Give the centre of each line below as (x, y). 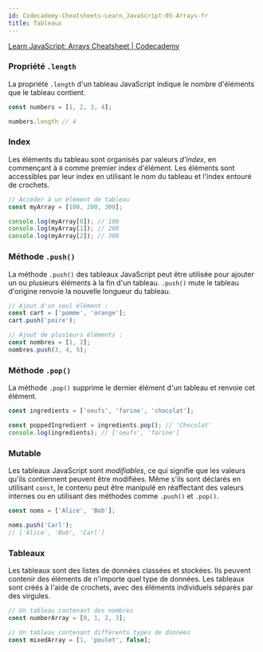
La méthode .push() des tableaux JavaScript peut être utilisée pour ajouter (131, 274)
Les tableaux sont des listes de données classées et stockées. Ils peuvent (130, 570)
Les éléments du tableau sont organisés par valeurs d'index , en (112, 159)
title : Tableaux (35, 23)
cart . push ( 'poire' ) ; (43, 320)
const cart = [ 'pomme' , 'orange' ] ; (67, 313)
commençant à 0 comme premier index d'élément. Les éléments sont (122, 168)
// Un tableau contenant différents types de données (100, 632)
